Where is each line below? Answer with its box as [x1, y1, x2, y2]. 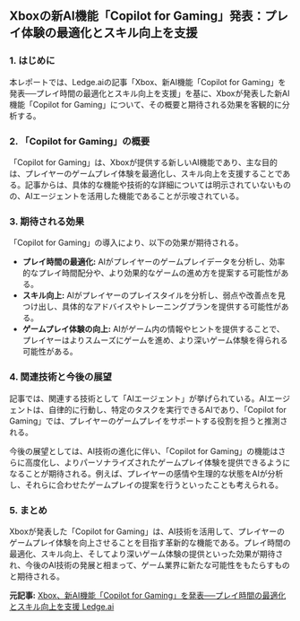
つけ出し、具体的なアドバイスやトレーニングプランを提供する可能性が [21, 302, 282, 312]
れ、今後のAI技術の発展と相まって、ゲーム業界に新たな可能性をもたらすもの [9, 559, 290, 570]
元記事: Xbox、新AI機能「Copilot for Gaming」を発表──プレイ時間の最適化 [9, 590, 287, 600]
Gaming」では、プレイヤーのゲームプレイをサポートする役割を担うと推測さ [9, 415, 288, 426]
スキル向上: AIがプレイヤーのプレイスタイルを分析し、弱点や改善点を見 [21, 290, 286, 301]
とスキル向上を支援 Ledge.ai [9, 600, 115, 612]
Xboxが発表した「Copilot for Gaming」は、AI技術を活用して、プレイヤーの [9, 526, 285, 537]
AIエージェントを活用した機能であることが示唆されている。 [24, 190, 244, 201]
